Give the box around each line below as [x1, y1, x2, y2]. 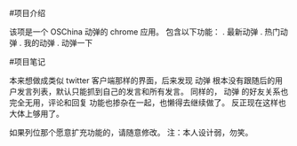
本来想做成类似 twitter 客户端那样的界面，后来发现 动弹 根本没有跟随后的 [9, 75, 276, 86]
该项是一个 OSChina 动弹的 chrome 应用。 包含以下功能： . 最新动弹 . [9, 27, 263, 37]
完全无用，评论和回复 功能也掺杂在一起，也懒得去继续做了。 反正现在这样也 [9, 97, 286, 108]
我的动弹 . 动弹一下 [23, 38, 93, 48]
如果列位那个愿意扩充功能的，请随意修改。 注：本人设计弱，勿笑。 [9, 127, 253, 137]
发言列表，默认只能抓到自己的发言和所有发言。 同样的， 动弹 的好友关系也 [16, 87, 289, 96]
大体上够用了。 [9, 109, 64, 119]
